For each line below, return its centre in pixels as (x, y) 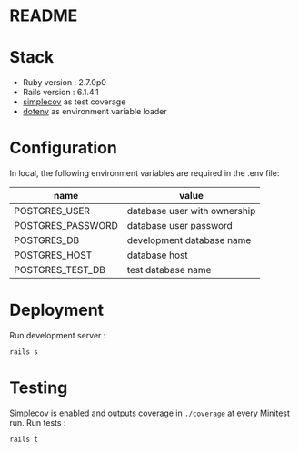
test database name (169, 270)
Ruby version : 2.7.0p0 (65, 83)
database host (157, 255)
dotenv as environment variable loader (95, 112)
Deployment (57, 310)
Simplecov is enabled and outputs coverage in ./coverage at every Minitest (150, 413)
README (44, 16)
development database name (189, 240)
